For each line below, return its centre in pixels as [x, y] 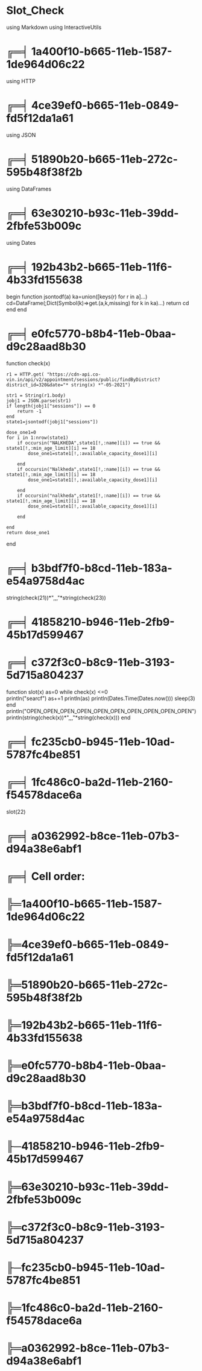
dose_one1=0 [21, 432]
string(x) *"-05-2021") [101, 385]
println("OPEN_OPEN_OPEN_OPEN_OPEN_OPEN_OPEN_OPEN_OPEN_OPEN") [101, 711]
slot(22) [16, 812]
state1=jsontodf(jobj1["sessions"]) [52, 422]
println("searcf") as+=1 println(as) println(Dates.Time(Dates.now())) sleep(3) [101, 698]
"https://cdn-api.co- [74, 374]
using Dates [21, 242]
